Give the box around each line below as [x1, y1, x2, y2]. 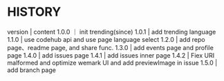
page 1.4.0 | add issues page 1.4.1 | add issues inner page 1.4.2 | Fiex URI [7, 51, 215, 59]
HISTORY [7, 4, 62, 20]
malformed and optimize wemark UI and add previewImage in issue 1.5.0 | [7, 58, 218, 67]
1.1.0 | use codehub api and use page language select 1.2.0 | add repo [7, 35, 205, 43]
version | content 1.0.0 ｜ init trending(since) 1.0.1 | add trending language [7, 27, 216, 36]
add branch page [7, 66, 57, 74]
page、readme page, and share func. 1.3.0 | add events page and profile [7, 43, 214, 51]
